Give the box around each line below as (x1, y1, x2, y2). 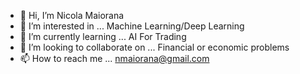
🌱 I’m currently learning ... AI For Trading (19, 31, 187, 42)
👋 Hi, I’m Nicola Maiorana (19, 10, 125, 21)
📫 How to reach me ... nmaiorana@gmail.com (19, 53, 210, 64)
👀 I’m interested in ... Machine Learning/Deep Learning (19, 20, 245, 32)
